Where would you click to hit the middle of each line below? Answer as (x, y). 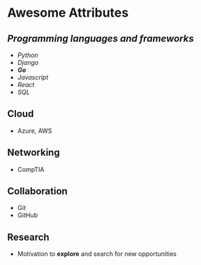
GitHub (28, 215)
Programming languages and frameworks (100, 39)
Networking (34, 153)
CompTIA (31, 169)
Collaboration (37, 192)
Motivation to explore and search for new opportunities (97, 254)
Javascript (33, 77)
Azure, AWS (35, 131)
